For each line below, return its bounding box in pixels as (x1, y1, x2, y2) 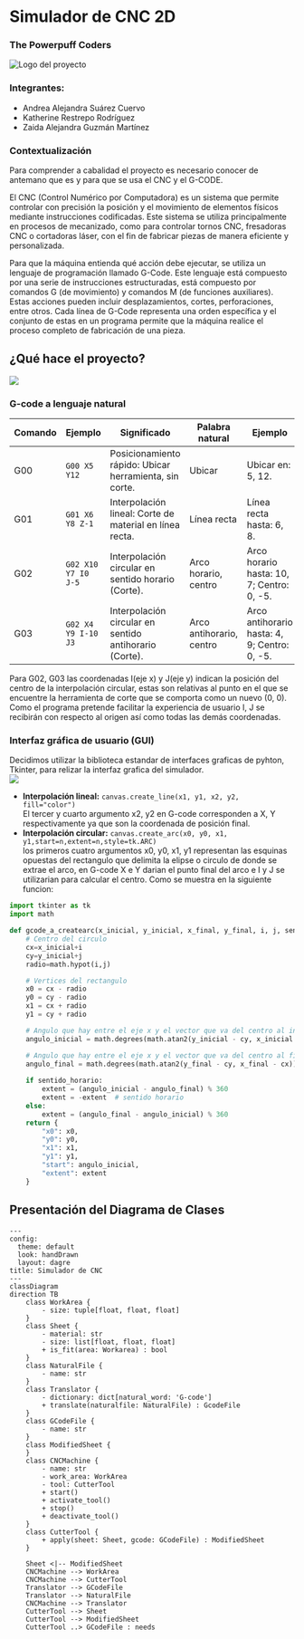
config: (9, 1234, 39, 1243)
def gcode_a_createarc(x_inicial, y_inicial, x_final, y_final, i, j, (9, 926, 281, 935)
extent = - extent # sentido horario (42, 1093, 184, 1102)
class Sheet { (25, 1321, 79, 1330)
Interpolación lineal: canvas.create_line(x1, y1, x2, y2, (22, 791, 240, 802)
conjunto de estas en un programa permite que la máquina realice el (9, 315, 264, 327)
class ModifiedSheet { (25, 1440, 111, 1450)
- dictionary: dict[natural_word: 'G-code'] (42, 1393, 213, 1402)
